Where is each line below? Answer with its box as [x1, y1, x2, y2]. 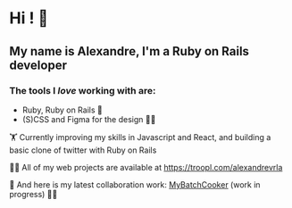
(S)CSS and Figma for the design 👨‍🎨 [21, 113, 156, 124]
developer [9, 57, 67, 72]
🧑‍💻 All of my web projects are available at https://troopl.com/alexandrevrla [9, 162, 283, 172]
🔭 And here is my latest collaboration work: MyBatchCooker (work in [9, 179, 261, 190]
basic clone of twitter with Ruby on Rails [9, 145, 157, 155]
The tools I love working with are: [9, 84, 156, 96]
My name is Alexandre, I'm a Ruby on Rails [9, 44, 250, 59]
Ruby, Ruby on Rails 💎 [21, 104, 103, 115]
